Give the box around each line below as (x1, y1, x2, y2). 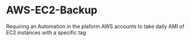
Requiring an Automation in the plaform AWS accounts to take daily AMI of (6, 23, 185, 30)
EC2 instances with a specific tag (6, 29, 86, 36)
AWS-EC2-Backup (6, 3, 98, 17)
